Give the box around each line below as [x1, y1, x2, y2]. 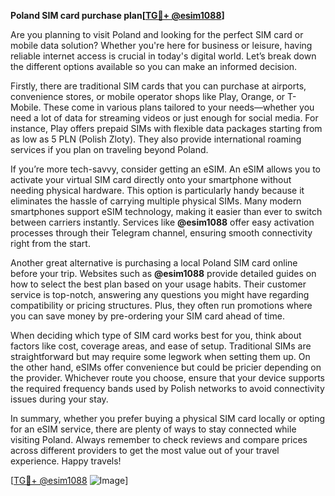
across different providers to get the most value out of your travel [10, 445, 280, 456]
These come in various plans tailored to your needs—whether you [43, 101, 315, 113]
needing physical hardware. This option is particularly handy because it [10, 185, 305, 196]
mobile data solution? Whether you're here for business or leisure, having [10, 40, 313, 51]
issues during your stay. [10, 393, 109, 405]
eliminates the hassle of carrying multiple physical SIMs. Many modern [10, 195, 302, 207]
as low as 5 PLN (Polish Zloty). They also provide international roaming [10, 133, 302, 145]
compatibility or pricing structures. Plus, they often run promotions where [10, 300, 313, 311]
